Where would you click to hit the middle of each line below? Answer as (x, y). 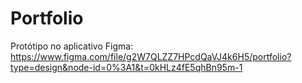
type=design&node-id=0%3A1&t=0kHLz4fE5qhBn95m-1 (126, 67)
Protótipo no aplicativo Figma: (72, 46)
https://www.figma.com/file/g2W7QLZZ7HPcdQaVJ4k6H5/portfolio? (151, 56)
